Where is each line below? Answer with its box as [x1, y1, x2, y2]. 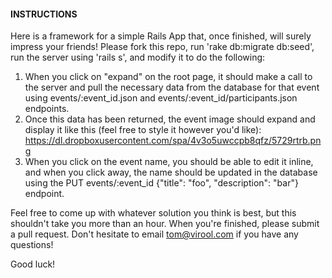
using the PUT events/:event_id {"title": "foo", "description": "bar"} [24, 177, 299, 189]
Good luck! [10, 258, 56, 270]
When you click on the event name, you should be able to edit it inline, [24, 156, 314, 168]
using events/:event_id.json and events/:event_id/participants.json [24, 92, 298, 104]
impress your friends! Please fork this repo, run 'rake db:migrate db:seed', [10, 41, 315, 53]
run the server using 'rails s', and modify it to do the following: [10, 51, 266, 64]
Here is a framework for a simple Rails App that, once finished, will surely [10, 30, 312, 42]
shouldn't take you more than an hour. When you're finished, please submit [10, 218, 320, 230]
